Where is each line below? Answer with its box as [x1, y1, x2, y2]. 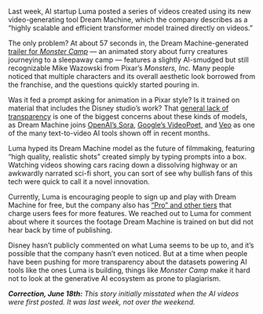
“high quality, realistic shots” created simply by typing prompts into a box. [8, 152, 247, 161]
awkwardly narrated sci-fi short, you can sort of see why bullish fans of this [8, 168, 253, 178]
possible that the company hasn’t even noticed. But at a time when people [8, 249, 248, 258]
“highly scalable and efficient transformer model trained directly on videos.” [8, 23, 254, 32]
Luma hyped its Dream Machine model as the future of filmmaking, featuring [8, 144, 255, 153]
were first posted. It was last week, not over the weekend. [8, 298, 195, 306]
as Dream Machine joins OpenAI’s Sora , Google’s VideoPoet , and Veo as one [8, 121, 255, 129]
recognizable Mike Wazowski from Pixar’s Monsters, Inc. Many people [8, 63, 236, 73]
